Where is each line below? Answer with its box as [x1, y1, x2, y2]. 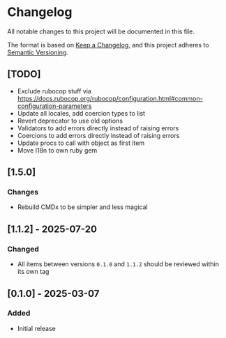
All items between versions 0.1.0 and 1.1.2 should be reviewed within [17, 260, 220, 268]
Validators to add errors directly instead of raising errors [17, 123, 179, 132]
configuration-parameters [17, 102, 92, 110]
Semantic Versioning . [7, 48, 68, 56]
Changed [7, 244, 40, 254]
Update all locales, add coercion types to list [17, 109, 145, 117]
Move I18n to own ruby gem [17, 146, 98, 154]
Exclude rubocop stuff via [17, 86, 92, 95]
